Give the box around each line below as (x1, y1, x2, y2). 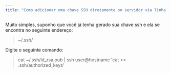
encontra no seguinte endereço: (5, 27, 73, 33)
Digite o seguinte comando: (5, 46, 63, 53)
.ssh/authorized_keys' (17, 62, 65, 68)
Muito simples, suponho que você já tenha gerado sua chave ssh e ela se (5, 21, 160, 28)
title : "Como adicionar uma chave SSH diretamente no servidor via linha (5, 7, 166, 13)
